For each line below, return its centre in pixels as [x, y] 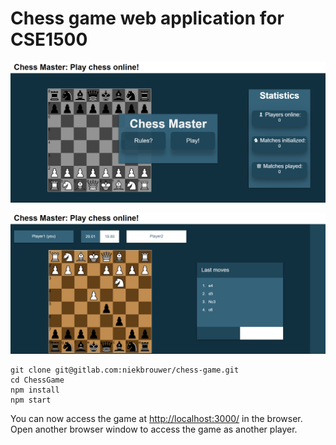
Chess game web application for [147, 18]
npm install [35, 390]
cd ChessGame [37, 380]
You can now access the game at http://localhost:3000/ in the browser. [156, 419]
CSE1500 [49, 39]
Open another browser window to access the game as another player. [154, 429]
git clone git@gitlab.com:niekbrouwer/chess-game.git [125, 370]
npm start [31, 400]
